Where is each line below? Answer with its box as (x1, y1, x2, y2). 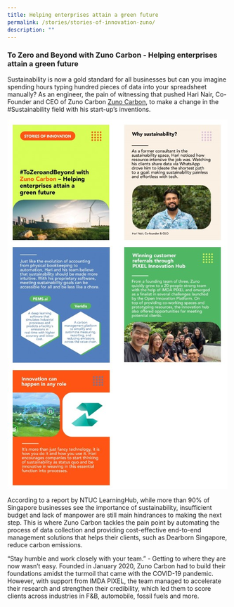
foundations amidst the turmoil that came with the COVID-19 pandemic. (7, 569, 214, 577)
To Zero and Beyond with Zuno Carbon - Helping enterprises (7, 50, 218, 60)
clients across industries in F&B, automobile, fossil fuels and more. (7, 592, 200, 600)
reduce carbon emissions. (7, 540, 83, 549)
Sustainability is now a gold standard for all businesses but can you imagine (7, 75, 227, 84)
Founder (7, 97, 32, 106)
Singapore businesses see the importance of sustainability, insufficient (7, 503, 212, 511)
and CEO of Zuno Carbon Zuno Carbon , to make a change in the (32, 97, 219, 106)
